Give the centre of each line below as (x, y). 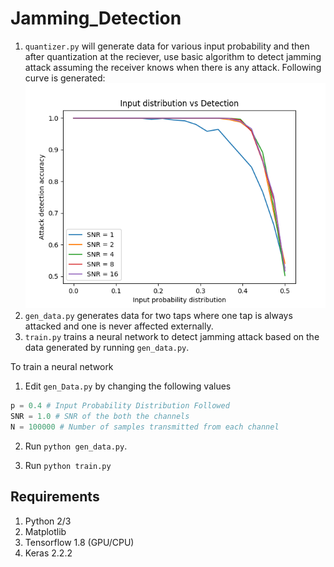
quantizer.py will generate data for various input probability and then (167, 46)
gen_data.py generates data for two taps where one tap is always (158, 316)
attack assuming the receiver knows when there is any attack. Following (173, 67)
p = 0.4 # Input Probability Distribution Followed (120, 406)
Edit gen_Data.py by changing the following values (128, 386)
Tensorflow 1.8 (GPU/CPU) (79, 542)
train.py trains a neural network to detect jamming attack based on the (172, 337)
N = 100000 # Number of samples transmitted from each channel (145, 427)
